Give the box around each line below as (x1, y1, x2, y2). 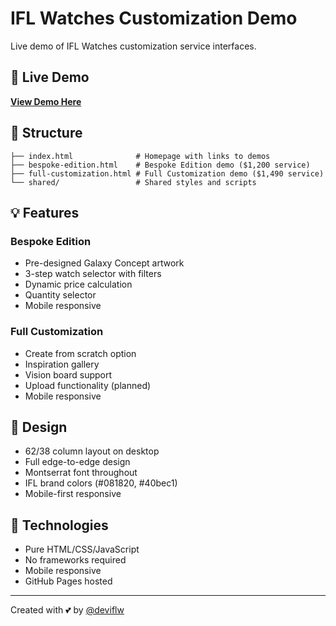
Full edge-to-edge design (24, 456, 131, 468)
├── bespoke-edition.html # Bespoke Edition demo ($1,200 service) (10, 160, 311, 170)
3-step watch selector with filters (24, 268, 162, 280)
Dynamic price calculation (24, 278, 133, 291)
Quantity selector (24, 289, 97, 301)
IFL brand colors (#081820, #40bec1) (24, 477, 178, 489)
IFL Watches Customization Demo (10, 7, 298, 30)
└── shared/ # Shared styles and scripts (10, 177, 257, 187)
